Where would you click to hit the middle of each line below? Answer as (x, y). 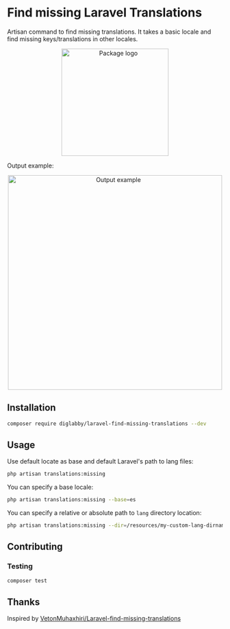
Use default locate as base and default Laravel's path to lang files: (100, 461)
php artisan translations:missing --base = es (72, 500)
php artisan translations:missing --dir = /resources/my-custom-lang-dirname (117, 526)
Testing (20, 567)
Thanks (24, 602)
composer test (27, 581)
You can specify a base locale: (50, 487)
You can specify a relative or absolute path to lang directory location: (104, 513)
